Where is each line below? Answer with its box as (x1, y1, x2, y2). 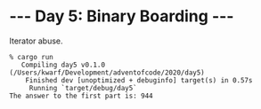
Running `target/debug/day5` (29, 83, 138, 92)
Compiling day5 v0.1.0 (20, 60, 105, 69)
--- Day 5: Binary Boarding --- (9, 6, 234, 27)
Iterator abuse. (9, 35, 64, 46)
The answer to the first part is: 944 (9, 91, 153, 100)
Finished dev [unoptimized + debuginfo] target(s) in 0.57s (25, 75, 253, 85)
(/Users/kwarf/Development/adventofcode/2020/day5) (9, 68, 205, 77)
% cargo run (9, 52, 53, 61)
